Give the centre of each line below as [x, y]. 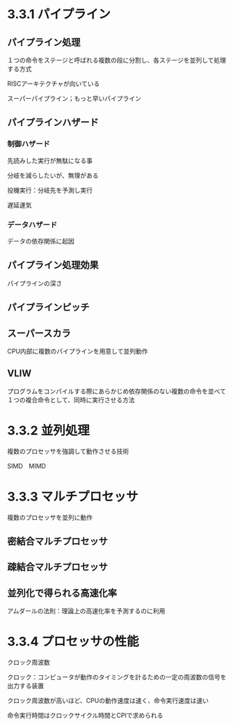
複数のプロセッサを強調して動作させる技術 [68, 451]
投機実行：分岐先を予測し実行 [50, 190]
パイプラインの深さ [35, 283]
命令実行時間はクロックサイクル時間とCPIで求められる [85, 716]
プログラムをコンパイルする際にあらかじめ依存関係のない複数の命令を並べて [117, 391]
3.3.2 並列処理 [49, 431]
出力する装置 [25, 686]
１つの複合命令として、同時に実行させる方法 [71, 400]
